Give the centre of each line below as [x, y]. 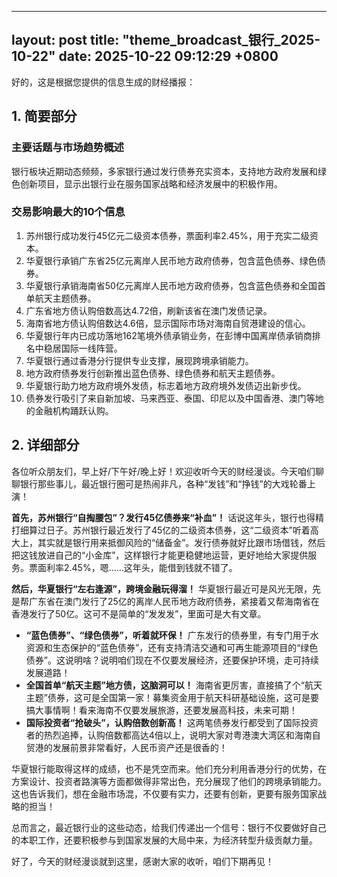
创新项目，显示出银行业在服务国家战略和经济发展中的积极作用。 [151, 183]
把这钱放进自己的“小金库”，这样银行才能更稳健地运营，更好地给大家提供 [160, 555]
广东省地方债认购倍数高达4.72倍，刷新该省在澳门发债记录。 [149, 310]
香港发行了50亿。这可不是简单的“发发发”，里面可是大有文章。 [139, 613]
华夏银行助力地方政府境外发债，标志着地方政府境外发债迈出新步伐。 [166, 385]
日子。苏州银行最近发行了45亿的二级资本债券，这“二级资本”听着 [178, 530]
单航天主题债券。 [61, 298]
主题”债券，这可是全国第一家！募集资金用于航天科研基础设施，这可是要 [172, 697]
